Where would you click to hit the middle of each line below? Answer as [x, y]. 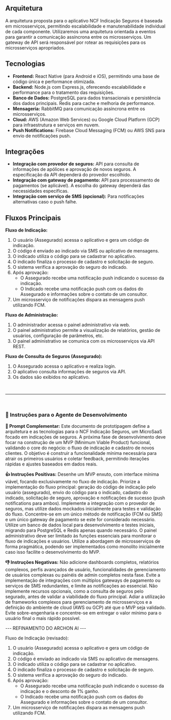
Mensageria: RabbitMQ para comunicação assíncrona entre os [79, 109]
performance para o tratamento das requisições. [63, 92]
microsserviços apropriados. [35, 47]
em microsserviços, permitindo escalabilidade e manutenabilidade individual [85, 26]
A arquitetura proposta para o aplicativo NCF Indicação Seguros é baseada [84, 20]
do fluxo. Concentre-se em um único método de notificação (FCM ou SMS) [84, 514]
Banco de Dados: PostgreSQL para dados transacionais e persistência [87, 98]
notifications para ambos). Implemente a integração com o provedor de [80, 503]
